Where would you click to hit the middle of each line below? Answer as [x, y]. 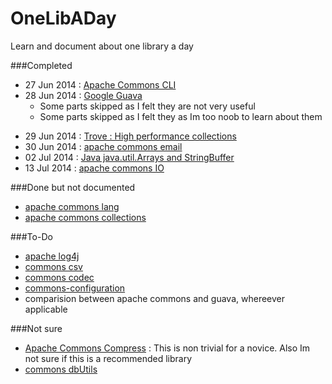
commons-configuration [75, 288]
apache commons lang [72, 206]
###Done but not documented [73, 187]
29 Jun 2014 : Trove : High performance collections [130, 136]
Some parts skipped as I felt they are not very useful [147, 106]
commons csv [53, 266]
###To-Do [31, 236]
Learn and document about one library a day [102, 46]
